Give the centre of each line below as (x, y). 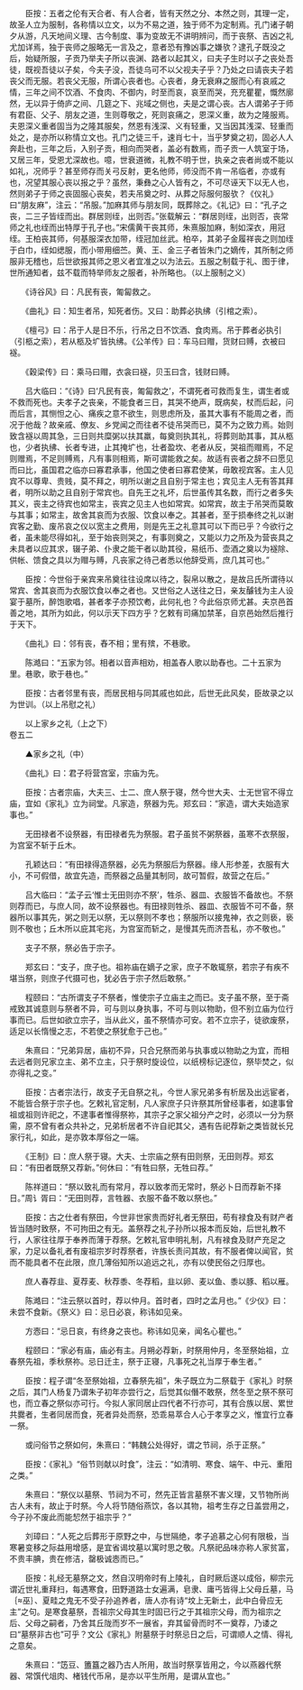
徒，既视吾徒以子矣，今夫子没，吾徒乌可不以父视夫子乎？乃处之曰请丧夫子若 (151, 69)
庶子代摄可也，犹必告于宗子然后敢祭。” (119, 978)
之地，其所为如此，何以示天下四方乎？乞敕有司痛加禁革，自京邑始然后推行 (155, 613)
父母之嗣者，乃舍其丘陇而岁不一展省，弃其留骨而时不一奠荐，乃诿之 (151, 1623)
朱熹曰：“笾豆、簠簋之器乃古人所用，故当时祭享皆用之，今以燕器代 (149, 1665)
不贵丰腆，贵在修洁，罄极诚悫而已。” (77, 1559)
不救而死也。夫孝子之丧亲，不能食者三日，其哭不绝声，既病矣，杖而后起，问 (151, 402)
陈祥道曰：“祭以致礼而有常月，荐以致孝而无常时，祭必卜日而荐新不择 (153, 1187)
